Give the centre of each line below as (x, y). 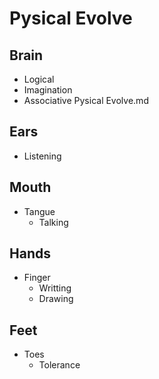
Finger (37, 278)
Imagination (48, 90)
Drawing (56, 299)
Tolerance (59, 365)
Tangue (39, 211)
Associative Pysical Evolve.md (86, 100)
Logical (39, 79)
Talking (53, 222)
